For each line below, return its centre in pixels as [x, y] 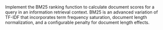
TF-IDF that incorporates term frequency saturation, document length [76, 17]
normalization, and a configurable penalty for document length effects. [77, 22]
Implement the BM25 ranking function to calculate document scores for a [80, 7]
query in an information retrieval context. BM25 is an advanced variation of [81, 12]
